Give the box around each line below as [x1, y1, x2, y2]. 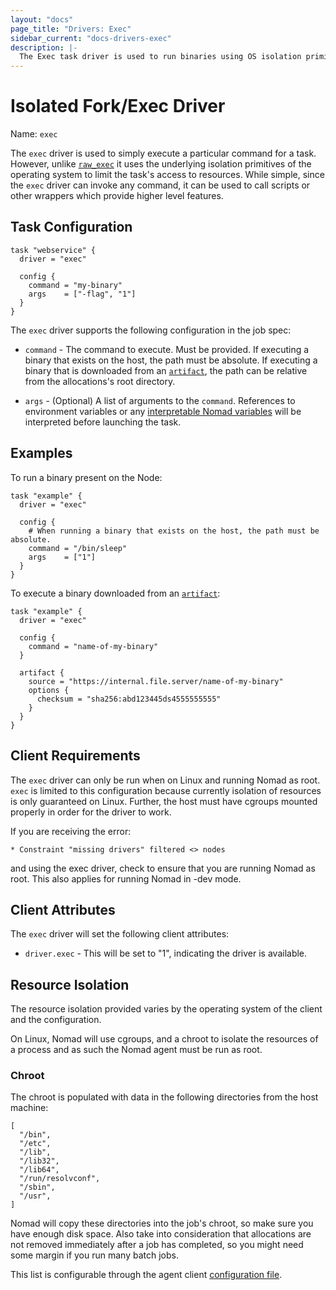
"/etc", [19, 1139, 52, 1149]
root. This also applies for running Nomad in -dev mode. [10, 872, 242, 885]
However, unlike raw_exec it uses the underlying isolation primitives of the [10, 158, 312, 170]
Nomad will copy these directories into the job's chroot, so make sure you [10, 1217, 314, 1230]
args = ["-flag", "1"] [28, 289, 137, 299]
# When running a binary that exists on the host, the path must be [28, 526, 320, 536]
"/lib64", [19, 1165, 60, 1175]
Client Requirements [10, 747, 141, 765]
